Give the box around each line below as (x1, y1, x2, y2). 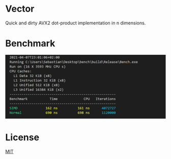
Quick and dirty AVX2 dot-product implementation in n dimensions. (5, 20, 146, 26)
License (5, 132, 40, 143)
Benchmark (5, 38, 55, 49)
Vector (5, 3, 35, 15)
